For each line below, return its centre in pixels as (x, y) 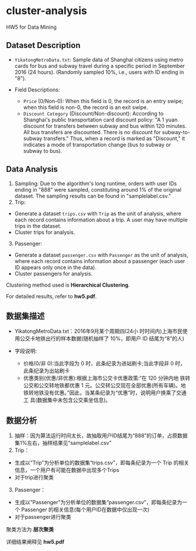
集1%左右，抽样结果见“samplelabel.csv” (63, 443)
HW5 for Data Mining (31, 27)
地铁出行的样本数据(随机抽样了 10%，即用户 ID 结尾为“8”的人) (109, 339)
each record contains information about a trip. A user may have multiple (101, 220)
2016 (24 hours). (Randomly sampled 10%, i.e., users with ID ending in (99, 72)
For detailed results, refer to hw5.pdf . (51, 296)
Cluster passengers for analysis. (53, 273)
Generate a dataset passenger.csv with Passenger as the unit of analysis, (102, 255)
